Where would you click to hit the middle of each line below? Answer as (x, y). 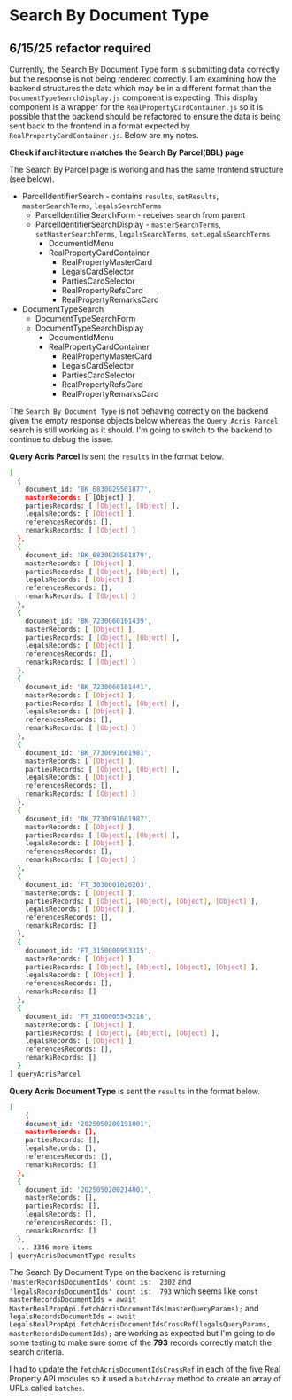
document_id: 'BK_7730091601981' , (88, 753)
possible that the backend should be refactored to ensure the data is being (145, 117)
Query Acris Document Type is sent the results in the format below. (135, 1091)
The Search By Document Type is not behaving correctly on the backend (139, 411)
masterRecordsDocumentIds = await (73, 1300)
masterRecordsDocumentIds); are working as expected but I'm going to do (142, 1334)
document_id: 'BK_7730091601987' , (88, 819)
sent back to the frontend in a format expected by (100, 126)
